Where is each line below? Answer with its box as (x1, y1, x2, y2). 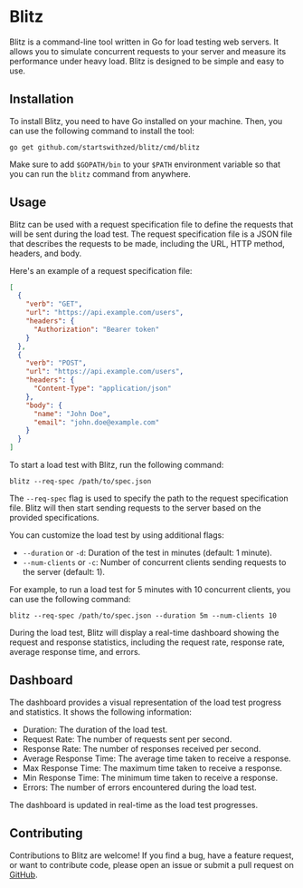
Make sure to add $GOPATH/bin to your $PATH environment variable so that (9, 159, 281, 170)
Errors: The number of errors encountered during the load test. (22, 782, 258, 793)
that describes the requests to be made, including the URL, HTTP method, (9, 238, 285, 249)
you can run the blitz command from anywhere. (9, 168, 192, 179)
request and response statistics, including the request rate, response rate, (9, 637, 285, 648)
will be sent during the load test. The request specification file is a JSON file (9, 229, 292, 239)
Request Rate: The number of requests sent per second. (22, 733, 232, 745)
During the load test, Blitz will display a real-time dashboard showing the (9, 628, 279, 639)
